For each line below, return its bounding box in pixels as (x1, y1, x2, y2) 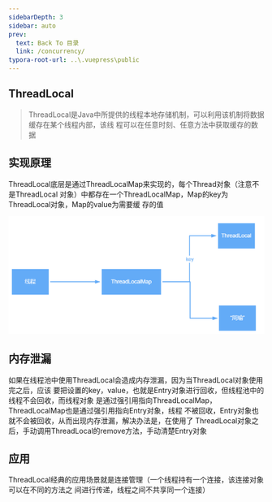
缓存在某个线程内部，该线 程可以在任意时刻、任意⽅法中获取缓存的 (28, 119, 252, 129)
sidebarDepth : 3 (8, 13, 63, 21)
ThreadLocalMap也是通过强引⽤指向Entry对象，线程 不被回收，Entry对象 (8, 405, 253, 415)
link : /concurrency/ (15, 47, 85, 56)
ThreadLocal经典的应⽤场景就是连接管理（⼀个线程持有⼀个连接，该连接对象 (8, 475, 264, 485)
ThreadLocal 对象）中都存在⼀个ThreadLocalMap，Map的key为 (15, 189, 229, 199)
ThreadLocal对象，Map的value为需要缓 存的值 (8, 199, 164, 209)
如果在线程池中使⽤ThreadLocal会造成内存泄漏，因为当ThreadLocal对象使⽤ (8, 374, 264, 385)
